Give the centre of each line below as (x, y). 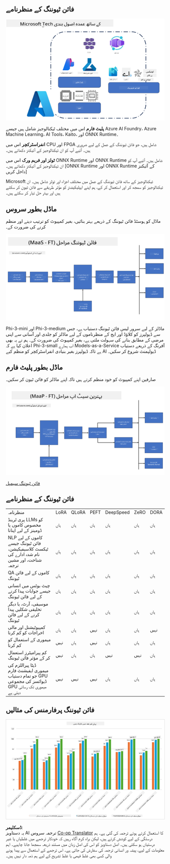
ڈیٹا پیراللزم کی (22, 665)
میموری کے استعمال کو (29, 640)
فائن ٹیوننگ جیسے (24, 543)
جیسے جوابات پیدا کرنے (29, 591)
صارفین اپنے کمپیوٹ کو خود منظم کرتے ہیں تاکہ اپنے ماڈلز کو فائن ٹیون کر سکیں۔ (81, 379)
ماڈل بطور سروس (31, 209)
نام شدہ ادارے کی (24, 554)
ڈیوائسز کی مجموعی (27, 681)
